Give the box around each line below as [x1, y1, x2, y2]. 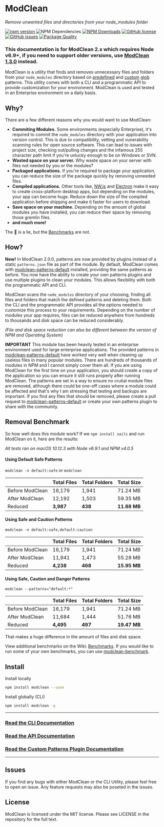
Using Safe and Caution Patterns [5, 516, 73, 522]
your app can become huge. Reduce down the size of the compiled [12, 194, 148, 200]
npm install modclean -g [5, 703, 56, 708]
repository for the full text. [5, 816, 58, 822]
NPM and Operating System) [5, 332, 63, 338]
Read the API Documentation [5, 732, 75, 739]
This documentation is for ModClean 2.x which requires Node [5, 46, 154, 53]
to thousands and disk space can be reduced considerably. [5, 317, 124, 323]
